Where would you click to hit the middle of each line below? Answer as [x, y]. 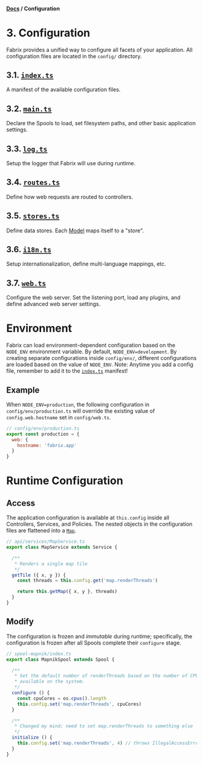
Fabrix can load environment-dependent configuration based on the [91, 345]
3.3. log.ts [27, 149]
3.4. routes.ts [33, 182]
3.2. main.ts [29, 109]
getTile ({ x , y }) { [39, 575]
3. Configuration [48, 33]
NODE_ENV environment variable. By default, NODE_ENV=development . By [92, 352]
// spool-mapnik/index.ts [39, 653]
